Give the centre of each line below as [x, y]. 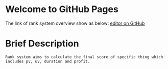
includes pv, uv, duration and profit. [48, 61]
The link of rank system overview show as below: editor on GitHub [75, 23]
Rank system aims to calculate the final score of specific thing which [84, 57]
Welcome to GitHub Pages [62, 9]
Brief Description [42, 44]
